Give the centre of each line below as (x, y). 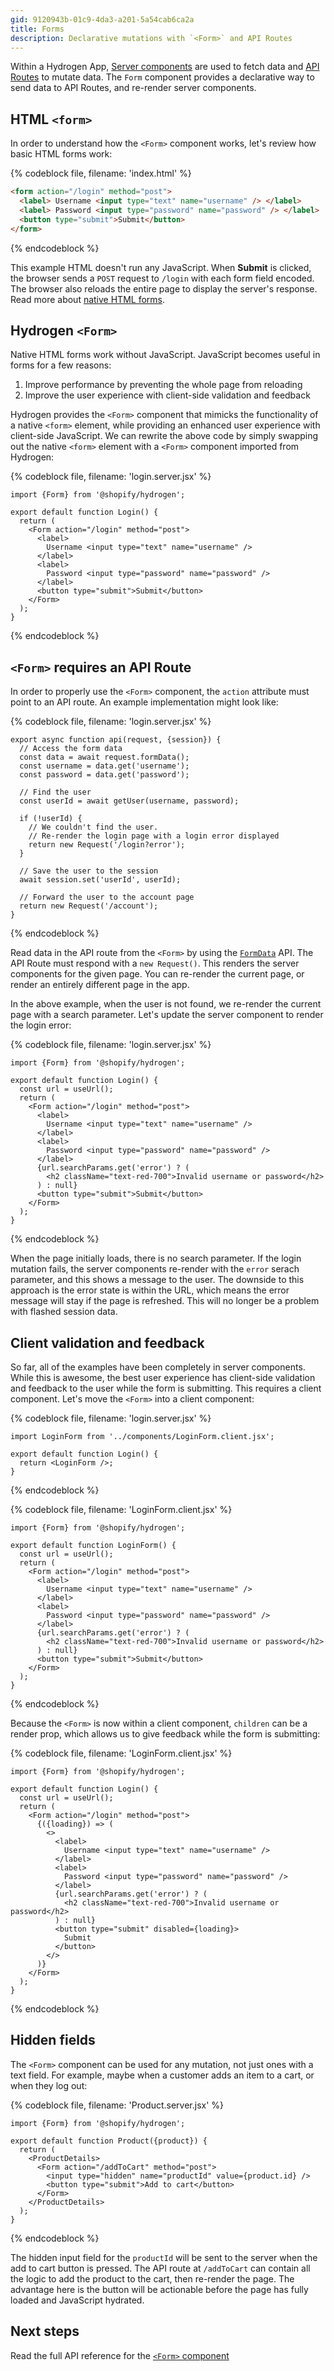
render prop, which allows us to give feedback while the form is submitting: (165, 1734)
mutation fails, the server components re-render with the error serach (155, 1269)
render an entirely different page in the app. (100, 985)
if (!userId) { (51, 819)
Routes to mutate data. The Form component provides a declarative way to (162, 77)
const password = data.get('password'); (104, 775)
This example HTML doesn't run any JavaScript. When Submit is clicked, (161, 267)
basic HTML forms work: (61, 154)
